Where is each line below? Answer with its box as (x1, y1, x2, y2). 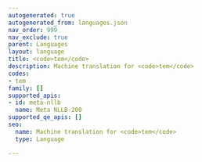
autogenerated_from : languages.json (8, 19, 128, 27)
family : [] (8, 84, 44, 92)
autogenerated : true (8, 11, 76, 20)
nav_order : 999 (8, 26, 58, 34)
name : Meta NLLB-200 (15, 106, 82, 114)
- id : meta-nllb (8, 99, 61, 106)
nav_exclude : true (8, 33, 68, 41)
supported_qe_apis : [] (8, 113, 82, 121)
